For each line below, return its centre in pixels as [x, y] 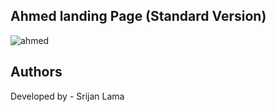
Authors [36, 72]
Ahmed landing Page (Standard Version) [138, 16]
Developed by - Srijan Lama [67, 96]
